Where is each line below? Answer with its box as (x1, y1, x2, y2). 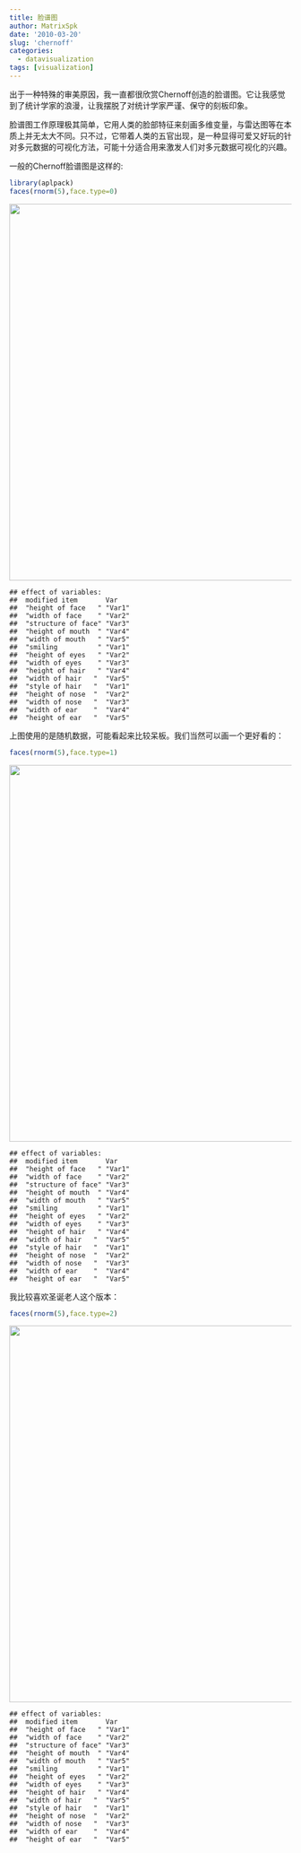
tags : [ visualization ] (9, 64, 94, 73)
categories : (9, 47, 54, 56)
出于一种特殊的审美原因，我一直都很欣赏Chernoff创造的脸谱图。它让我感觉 (9, 89, 286, 100)
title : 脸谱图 (9, 13, 58, 22)
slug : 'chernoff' (9, 38, 74, 48)
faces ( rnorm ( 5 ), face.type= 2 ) (9, 1309, 118, 1318)
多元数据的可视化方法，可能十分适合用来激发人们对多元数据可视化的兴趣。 (16, 141, 292, 152)
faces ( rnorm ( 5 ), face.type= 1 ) (9, 748, 118, 757)
